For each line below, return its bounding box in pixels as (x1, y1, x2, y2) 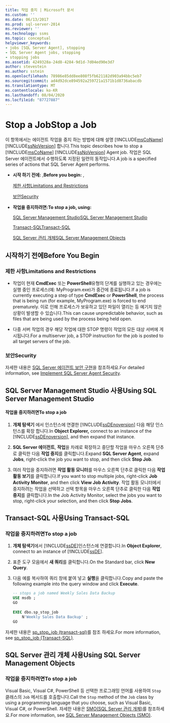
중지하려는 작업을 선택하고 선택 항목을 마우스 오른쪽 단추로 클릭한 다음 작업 (12, 486, 161, 492)
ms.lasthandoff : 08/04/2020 (5, 93, 65, 98)
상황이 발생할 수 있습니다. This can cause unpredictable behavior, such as (12, 310, 163, 316)
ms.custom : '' (5, 12, 36, 17)
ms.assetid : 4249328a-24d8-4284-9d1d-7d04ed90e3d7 (5, 59, 115, 65)
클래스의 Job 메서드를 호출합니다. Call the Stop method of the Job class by (5, 694, 154, 700)
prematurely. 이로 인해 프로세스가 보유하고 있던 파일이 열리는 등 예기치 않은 (12, 304, 162, 310)
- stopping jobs (5, 54, 40, 60)
